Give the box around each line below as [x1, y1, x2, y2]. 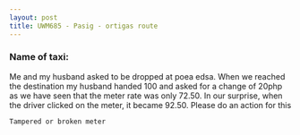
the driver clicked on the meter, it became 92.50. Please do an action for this [9, 99, 292, 110]
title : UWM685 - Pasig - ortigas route [9, 21, 159, 30]
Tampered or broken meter [9, 117, 106, 126]
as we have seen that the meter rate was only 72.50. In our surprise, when [9, 90, 283, 101]
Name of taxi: [9, 51, 69, 63]
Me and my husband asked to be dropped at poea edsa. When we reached [9, 71, 286, 81]
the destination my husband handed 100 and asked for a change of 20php [9, 80, 283, 91]
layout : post [9, 13, 58, 22]
